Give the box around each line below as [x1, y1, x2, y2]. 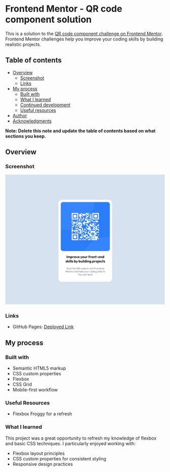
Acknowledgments [12, 117, 52, 124]
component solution [5, 14, 92, 25]
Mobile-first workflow [12, 386, 58, 392]
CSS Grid [12, 381, 32, 387]
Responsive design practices [12, 461, 73, 467]
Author [12, 112, 27, 119]
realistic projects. [5, 41, 41, 47]
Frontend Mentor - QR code [5, 3, 122, 15]
